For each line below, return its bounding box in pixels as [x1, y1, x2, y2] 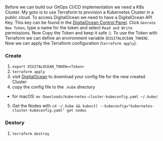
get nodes [66, 108, 87, 113]
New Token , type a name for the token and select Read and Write [5, 25, 133, 31]
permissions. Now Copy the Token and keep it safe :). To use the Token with [5, 30, 158, 35]
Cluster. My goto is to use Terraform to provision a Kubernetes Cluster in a [5, 9, 154, 15]
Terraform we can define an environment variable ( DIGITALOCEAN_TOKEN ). [5, 35, 149, 41]
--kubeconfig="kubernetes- [100, 104, 155, 109]
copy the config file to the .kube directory [12, 84, 95, 90]
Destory [5, 119, 25, 126]
